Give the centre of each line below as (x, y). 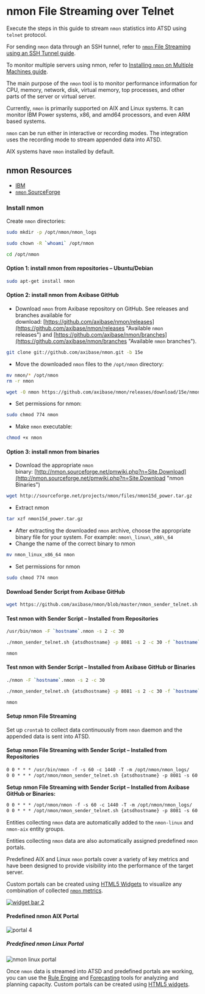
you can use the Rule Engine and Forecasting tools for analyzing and (92, 977)
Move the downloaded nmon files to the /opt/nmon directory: (89, 364)
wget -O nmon (23, 392)
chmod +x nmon (24, 438)
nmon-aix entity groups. (36, 829)
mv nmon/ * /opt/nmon (33, 375)
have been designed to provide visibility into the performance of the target (100, 865)
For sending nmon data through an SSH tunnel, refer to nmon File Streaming (99, 47)
